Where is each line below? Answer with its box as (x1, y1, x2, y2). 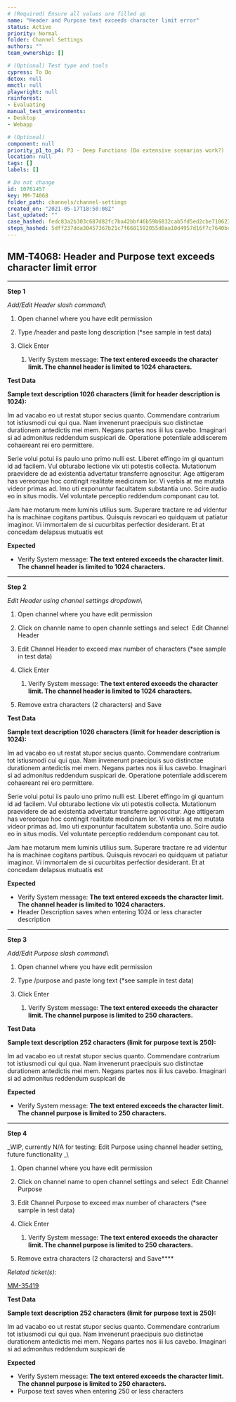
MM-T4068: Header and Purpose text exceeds (7, 251, 216, 263)
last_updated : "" (7, 212, 58, 219)
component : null (7, 140, 55, 148)
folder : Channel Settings (7, 37, 83, 44)
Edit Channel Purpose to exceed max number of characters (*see (17, 1198, 207, 1207)
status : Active (7, 23, 52, 30)
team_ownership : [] (7, 50, 65, 57)
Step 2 (7, 583, 27, 591)
